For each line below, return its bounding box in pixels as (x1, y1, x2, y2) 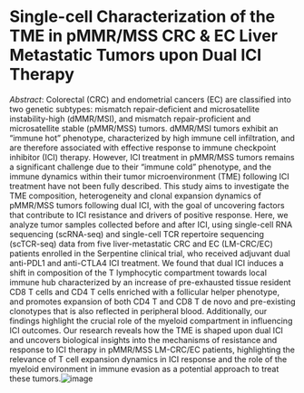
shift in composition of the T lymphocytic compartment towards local (9, 267, 268, 278)
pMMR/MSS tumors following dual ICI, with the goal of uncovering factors (9, 199, 285, 210)
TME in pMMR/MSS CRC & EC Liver (9, 25, 279, 46)
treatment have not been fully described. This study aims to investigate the (9, 180, 289, 191)
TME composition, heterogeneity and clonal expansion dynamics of (9, 190, 261, 201)
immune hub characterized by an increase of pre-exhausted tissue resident (9, 276, 291, 287)
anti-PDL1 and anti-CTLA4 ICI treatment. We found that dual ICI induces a (9, 257, 284, 268)
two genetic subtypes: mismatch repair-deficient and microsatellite (9, 103, 260, 114)
